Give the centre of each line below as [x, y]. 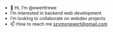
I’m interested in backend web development [56, 13]
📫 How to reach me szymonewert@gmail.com [59, 24]
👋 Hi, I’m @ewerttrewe [33, 8]
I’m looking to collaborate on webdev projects [58, 18]
